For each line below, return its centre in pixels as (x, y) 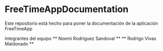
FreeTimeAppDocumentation (67, 9)
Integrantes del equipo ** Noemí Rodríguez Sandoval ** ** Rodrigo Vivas (80, 38)
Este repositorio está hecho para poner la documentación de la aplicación (82, 23)
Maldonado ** (19, 43)
